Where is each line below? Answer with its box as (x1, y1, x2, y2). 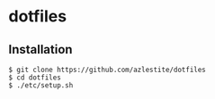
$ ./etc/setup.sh (8, 81, 74, 90)
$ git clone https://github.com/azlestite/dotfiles (8, 65, 206, 74)
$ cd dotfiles (8, 73, 62, 82)
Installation (8, 42, 73, 57)
